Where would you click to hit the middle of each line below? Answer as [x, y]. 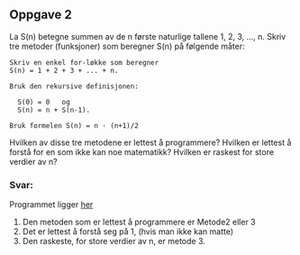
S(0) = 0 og [44, 102]
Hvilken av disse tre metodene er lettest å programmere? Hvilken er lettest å [150, 142]
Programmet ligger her [51, 205]
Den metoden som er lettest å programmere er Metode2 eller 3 [139, 222]
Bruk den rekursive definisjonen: [74, 86]
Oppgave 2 [41, 15]
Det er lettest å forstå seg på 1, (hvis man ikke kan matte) [128, 232]
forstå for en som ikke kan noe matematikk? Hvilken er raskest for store [142, 151]
